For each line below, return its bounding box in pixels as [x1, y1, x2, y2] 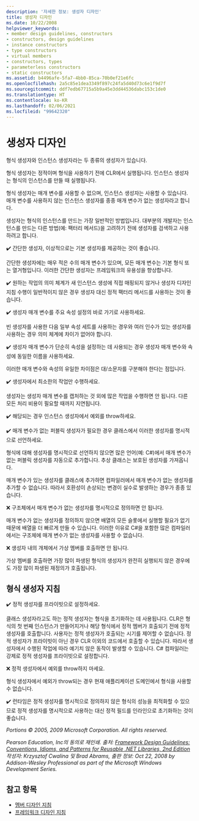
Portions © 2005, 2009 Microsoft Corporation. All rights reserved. [6, 726, 168, 733]
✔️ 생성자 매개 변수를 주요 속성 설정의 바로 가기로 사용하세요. [6, 309, 146, 316]
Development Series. [6, 766, 58, 773]
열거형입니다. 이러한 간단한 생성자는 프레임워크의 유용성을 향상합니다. [12, 266, 173, 274]
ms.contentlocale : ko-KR [6, 97, 68, 103]
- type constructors [6, 48, 58, 54]
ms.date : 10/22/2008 [6, 20, 58, 26]
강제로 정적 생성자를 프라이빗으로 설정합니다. [6, 652, 110, 660]
